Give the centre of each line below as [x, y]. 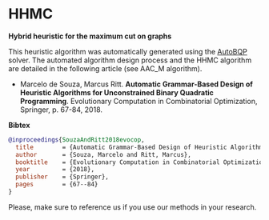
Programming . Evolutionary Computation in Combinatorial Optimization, [139, 101]
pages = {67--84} [57, 185]
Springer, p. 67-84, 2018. [61, 110]
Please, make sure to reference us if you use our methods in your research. [132, 207]
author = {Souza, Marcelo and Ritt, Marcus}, [104, 154]
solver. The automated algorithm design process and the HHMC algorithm [130, 60]
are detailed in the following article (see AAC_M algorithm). [105, 68]
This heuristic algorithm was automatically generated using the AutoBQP [128, 51]
